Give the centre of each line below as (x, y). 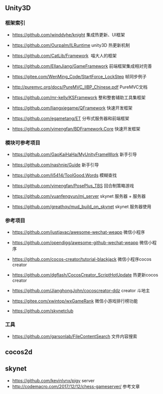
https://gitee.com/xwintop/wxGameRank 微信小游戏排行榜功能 (75, 301)
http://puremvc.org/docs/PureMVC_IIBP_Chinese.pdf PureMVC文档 (80, 87)
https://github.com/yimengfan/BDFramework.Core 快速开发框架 (76, 129)
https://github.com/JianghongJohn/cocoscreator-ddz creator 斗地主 (81, 291)
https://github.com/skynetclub (43, 311)
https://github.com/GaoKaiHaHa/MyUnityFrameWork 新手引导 (74, 154)
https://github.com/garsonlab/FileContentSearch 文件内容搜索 (75, 336)
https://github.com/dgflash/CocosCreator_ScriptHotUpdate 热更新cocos (85, 275)
